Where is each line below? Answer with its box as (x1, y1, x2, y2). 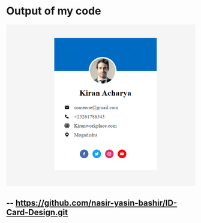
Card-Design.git (6, 207, 68, 217)
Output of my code (6, 4, 101, 18)
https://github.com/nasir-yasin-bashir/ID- (15, 198, 178, 208)
